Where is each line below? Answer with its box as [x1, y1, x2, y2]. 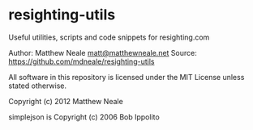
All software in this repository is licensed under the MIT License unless [8, 72, 245, 82]
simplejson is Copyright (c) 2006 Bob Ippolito [8, 111, 160, 122]
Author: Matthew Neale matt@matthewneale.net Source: [8, 48, 197, 57]
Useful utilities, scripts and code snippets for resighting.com [8, 32, 210, 42]
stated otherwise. [8, 81, 67, 90]
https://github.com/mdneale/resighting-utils [8, 57, 155, 66]
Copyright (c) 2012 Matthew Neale [8, 96, 123, 106]
